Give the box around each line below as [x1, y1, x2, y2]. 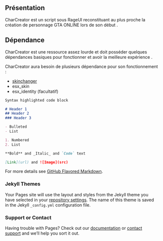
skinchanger [12, 78, 37, 84]
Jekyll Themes [5, 181, 41, 188]
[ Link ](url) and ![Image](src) [5, 160, 68, 165]
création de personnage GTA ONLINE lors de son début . [5, 22, 118, 28]
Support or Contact [5, 214, 52, 221]
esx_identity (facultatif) [12, 88, 59, 94]
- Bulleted [5, 124, 27, 129]
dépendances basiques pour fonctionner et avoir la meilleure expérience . [5, 54, 153, 60]
